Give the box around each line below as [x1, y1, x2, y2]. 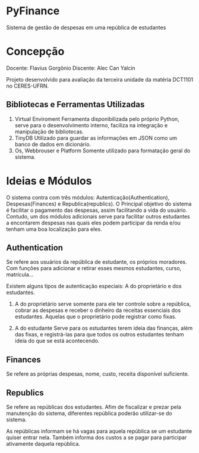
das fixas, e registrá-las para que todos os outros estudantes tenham [14, 331, 184, 338]
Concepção [6, 45, 65, 58]
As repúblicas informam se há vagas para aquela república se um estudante [6, 427, 192, 435]
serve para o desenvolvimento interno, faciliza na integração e [14, 121, 168, 129]
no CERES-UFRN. [6, 82, 49, 89]
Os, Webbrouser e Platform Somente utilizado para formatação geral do [14, 147, 191, 154]
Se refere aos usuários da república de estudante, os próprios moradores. [6, 258, 187, 265]
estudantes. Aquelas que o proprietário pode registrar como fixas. [14, 313, 177, 320]
